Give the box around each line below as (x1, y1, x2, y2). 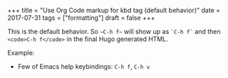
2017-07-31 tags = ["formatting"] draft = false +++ (7, 13, 155, 22)
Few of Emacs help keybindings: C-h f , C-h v (17, 62, 150, 70)
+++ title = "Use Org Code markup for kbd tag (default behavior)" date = (7, 6, 221, 14)
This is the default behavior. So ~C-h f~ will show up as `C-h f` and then (7, 28, 221, 35)
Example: (7, 49, 35, 57)
